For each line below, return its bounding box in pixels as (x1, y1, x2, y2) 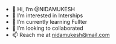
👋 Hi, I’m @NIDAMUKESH (11, 6, 76, 12)
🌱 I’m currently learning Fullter (11, 18, 88, 25)
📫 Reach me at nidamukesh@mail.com (11, 32, 110, 38)
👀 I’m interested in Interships (11, 12, 83, 19)
